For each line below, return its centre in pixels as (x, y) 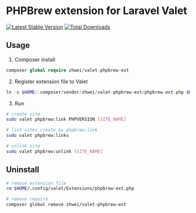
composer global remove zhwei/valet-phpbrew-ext (66, 205)
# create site (23, 114)
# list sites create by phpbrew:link (52, 130)
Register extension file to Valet (51, 81)
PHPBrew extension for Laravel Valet (97, 11)
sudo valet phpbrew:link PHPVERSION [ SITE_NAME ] (66, 119)
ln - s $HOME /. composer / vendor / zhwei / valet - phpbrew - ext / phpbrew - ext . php (95, 92)
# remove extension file (36, 183)
